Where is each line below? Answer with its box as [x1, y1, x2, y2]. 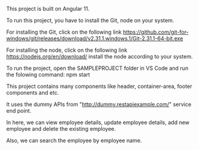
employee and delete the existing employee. [6, 125, 116, 132]
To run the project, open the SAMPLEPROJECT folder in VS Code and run [6, 64, 189, 72]
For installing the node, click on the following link [6, 46, 128, 54]
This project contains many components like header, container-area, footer [6, 83, 192, 90]
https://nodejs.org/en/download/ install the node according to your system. [6, 53, 193, 60]
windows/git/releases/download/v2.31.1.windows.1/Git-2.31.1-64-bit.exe [6, 35, 183, 42]
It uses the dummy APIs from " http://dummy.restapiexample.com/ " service [6, 101, 192, 108]
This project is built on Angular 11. [6, 5, 90, 12]
